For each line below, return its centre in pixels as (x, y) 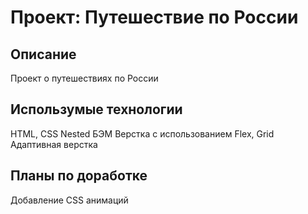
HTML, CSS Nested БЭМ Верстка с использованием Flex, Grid (142, 133)
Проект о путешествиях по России (84, 78)
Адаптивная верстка (54, 144)
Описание (43, 54)
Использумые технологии (96, 109)
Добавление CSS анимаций (69, 200)
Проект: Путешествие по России (154, 17)
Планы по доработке (79, 176)
